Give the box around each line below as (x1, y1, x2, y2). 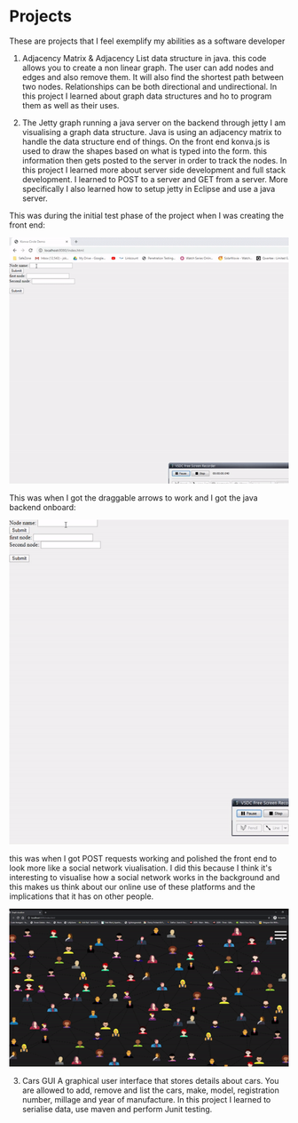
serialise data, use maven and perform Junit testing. (21, 1104, 213, 1115)
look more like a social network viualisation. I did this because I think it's (9, 862, 272, 873)
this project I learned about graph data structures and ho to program (21, 91, 272, 101)
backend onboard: (9, 502, 77, 513)
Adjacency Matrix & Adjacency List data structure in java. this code (21, 52, 267, 63)
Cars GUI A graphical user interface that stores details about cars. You (21, 1076, 279, 1087)
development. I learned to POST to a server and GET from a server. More (21, 173, 288, 184)
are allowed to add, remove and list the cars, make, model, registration (21, 1085, 279, 1095)
